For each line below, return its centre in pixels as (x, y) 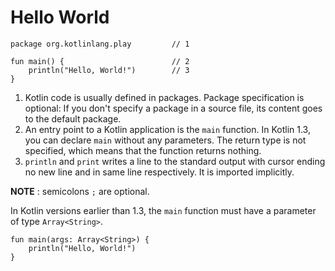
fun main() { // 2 (100, 61)
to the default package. (73, 118)
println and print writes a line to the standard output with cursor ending (175, 161)
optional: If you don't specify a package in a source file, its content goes (173, 108)
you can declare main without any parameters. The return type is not (165, 140)
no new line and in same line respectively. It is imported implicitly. (159, 172)
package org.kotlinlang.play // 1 (100, 44)
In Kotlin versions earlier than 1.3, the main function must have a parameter (163, 210)
